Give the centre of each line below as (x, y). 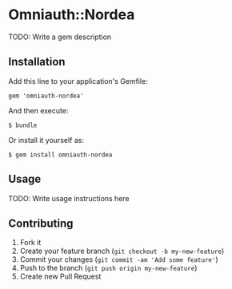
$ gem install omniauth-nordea (60, 154)
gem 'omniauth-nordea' (46, 96)
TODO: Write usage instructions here (69, 198)
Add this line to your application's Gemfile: (78, 81)
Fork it (30, 243)
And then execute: (38, 110)
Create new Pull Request (60, 276)
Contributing (41, 223)
